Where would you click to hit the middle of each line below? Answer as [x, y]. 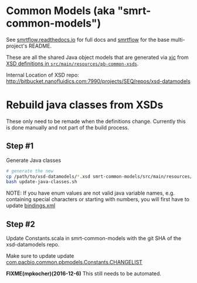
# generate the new [30, 171]
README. [40, 46]
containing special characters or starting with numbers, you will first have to [98, 199]
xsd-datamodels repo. [33, 245]
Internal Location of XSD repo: [43, 75]
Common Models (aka [61, 11]
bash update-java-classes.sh [42, 182]
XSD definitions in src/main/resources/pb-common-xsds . [72, 64]
